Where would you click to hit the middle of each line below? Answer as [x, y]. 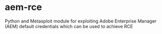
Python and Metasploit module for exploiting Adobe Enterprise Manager [81, 21]
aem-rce [23, 7]
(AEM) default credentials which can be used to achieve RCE [69, 26]
